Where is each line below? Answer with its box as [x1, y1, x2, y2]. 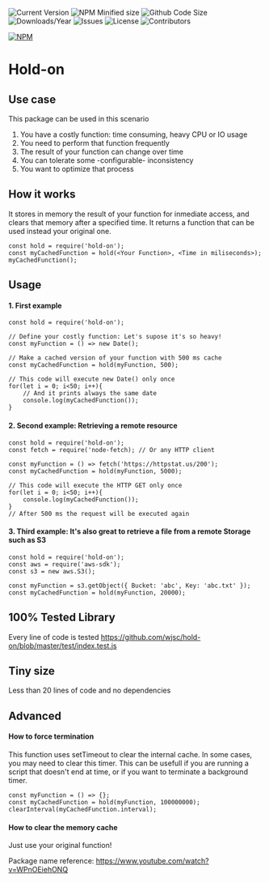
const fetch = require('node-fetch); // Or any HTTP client [8, 445, 216, 454]
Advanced [8, 709, 62, 722]
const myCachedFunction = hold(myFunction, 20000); [8, 588, 186, 597]
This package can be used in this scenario [8, 114, 149, 123]
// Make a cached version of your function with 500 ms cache [8, 354, 222, 362]
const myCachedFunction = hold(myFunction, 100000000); [8, 799, 200, 807]
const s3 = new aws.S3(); [8, 567, 95, 575]
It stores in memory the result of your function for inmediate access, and [8, 209, 250, 219]
